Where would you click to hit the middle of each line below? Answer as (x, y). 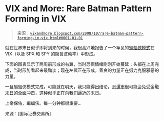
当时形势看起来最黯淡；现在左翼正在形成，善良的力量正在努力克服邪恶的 (86, 70)
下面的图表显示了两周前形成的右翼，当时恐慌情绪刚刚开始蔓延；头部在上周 (80, 64)
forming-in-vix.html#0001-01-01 (50, 38)
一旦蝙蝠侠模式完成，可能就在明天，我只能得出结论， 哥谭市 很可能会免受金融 (82, 86)
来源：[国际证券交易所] (28, 113)
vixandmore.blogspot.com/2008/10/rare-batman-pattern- (87, 33)
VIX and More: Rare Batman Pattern (78, 9)
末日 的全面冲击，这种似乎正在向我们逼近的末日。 (54, 93)
